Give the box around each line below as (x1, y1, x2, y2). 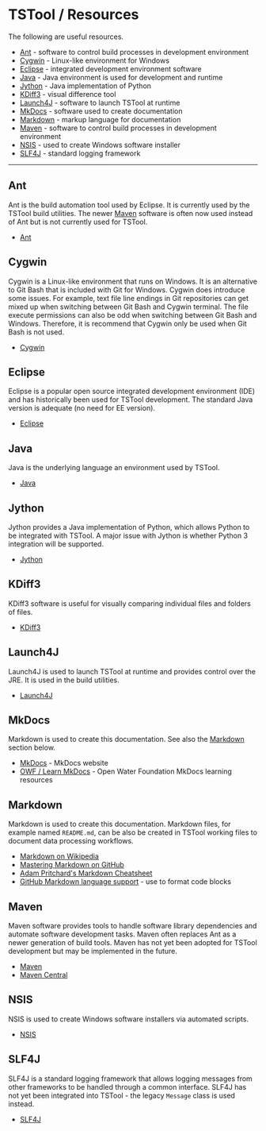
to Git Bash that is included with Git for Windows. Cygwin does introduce (8, 284, 245, 295)
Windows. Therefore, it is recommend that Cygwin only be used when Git (8, 318, 247, 328)
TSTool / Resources (8, 6, 139, 24)
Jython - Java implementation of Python (19, 81, 152, 91)
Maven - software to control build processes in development (19, 123, 217, 133)
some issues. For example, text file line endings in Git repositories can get (8, 293, 249, 303)
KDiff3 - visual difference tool (19, 89, 116, 98)
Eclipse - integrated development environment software (19, 64, 202, 73)
